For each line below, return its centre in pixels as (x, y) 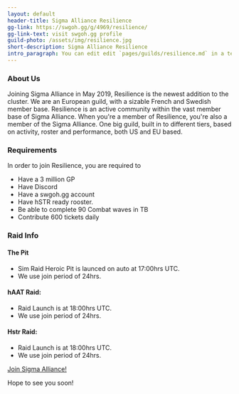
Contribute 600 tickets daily (58, 217)
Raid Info (23, 235)
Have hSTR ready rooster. (55, 202)
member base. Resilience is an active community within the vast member (115, 109)
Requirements (32, 150)
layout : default (31, 14)
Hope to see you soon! (41, 383)
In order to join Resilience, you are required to (74, 166)
